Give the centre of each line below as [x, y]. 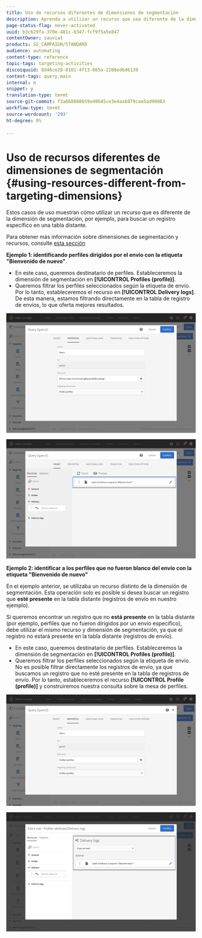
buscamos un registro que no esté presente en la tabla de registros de [102, 673]
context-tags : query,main [38, 76]
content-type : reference [37, 57]
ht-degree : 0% [24, 120]
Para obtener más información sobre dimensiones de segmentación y [92, 237]
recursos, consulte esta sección [46, 243]
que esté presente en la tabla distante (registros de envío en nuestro [91, 599]
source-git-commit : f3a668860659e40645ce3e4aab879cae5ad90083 [86, 102]
